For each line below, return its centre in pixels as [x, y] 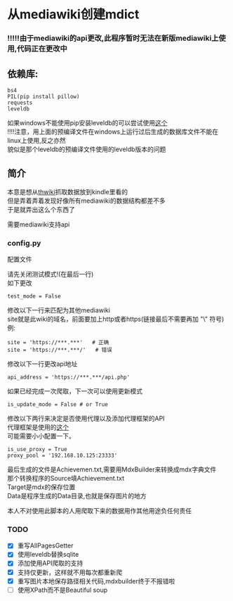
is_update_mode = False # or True [58, 405]
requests [20, 103]
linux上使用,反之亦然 [37, 140]
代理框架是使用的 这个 [38, 427]
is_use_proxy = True [38, 450]
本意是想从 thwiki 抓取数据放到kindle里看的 [68, 191]
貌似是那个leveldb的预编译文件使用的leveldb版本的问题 [87, 149]
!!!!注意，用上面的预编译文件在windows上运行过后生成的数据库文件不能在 [113, 132]
